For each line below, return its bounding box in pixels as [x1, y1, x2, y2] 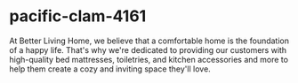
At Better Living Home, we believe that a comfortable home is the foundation [9, 35, 289, 46]
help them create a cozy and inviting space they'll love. [9, 64, 211, 74]
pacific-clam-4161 [9, 6, 147, 26]
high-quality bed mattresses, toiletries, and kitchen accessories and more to [9, 54, 289, 64]
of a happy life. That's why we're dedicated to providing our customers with [9, 44, 287, 55]
